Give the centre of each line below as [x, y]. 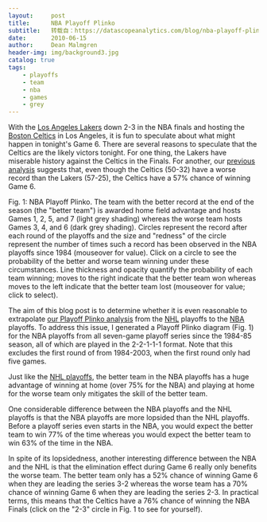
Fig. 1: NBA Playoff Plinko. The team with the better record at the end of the [131, 202]
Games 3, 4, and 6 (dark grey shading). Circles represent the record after [128, 227]
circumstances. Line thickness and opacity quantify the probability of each [130, 270]
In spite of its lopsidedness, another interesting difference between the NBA [132, 458]
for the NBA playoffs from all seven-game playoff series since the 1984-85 [130, 336]
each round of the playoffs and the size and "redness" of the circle [117, 236]
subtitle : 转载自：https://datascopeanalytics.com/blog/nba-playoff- [127, 30]
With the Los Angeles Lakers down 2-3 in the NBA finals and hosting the [126, 128]
